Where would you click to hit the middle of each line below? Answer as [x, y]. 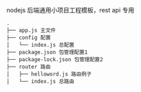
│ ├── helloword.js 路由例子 [49, 74]
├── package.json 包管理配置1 [47, 52]
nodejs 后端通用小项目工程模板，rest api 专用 [70, 10]
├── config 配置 [29, 38]
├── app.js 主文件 [31, 30]
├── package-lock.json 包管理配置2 [55, 60]
